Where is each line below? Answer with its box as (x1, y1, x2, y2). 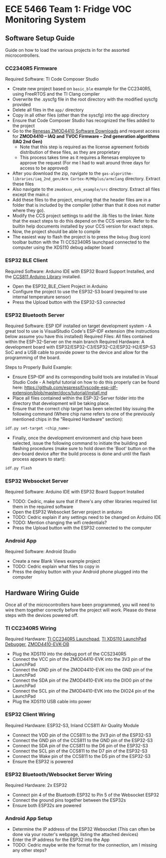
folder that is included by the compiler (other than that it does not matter (12, 202, 161, 208)
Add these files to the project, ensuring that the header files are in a (12, 197, 151, 203)
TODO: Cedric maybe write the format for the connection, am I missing (12, 842, 158, 848)
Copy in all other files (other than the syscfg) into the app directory (12, 112, 149, 118)
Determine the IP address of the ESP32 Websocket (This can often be (12, 826, 156, 832)
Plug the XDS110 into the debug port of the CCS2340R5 (12, 651, 127, 657)
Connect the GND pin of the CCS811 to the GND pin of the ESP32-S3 (12, 737, 153, 743)
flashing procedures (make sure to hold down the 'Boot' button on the (12, 445, 156, 451)
